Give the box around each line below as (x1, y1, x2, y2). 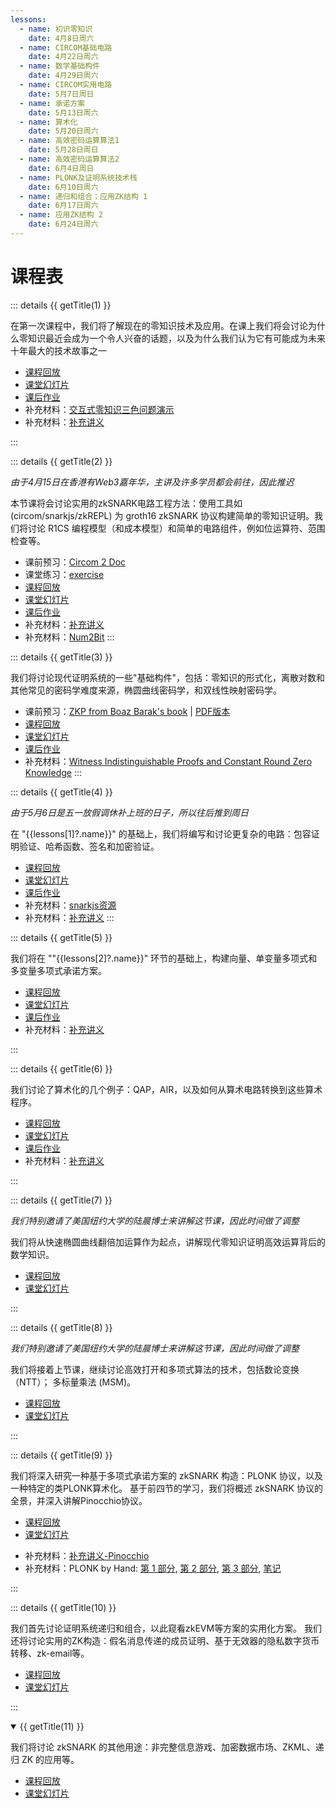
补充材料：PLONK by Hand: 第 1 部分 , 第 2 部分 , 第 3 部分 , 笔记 (24, 1562, 282, 1574)
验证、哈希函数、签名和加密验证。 (18, 840, 160, 852)
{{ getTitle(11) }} (19, 1720, 85, 1732)
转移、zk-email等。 (10, 1647, 90, 1659)
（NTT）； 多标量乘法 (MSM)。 (10, 1376, 136, 1388)
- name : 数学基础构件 (19, 61, 100, 71)
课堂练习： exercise (24, 568, 105, 580)
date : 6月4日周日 (28, 163, 95, 173)
